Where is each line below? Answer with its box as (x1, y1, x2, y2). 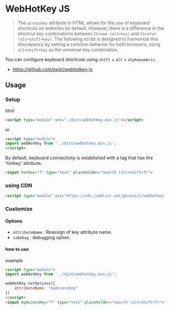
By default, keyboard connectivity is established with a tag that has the (5, 155, 153, 161)
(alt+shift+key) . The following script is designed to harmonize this (17, 36, 158, 42)
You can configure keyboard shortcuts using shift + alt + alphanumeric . (5, 56, 157, 62)
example (5, 257, 23, 263)
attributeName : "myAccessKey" (14, 286, 78, 291)
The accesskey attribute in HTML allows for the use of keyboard (17, 20, 150, 26)
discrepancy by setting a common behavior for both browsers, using (17, 41, 161, 47)
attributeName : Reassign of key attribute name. (12, 229, 112, 235)
